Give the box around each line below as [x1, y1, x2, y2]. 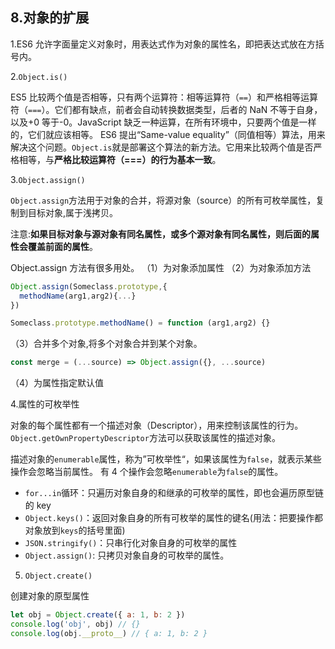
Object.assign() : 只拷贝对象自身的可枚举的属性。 [24, 549, 230, 562]
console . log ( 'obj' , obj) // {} [10, 619, 141, 630]
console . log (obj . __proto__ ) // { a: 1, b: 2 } [10, 628, 208, 638]
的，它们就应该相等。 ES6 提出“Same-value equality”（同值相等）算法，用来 [10, 128, 326, 140]
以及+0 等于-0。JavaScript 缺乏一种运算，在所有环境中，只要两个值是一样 [10, 116, 317, 128]
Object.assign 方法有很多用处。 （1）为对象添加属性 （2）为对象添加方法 [10, 261, 312, 273]
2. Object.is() [10, 70, 68, 82]
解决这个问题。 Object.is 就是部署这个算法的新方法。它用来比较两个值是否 [10, 141, 314, 153]
